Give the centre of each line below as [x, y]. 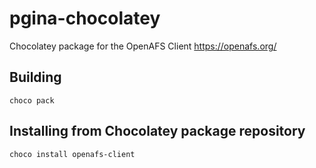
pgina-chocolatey [85, 18]
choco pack [32, 100]
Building [35, 77]
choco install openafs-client [72, 154]
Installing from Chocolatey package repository [157, 131]
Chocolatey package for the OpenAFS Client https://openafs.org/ [143, 46]
